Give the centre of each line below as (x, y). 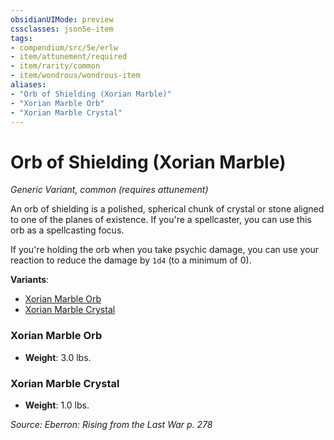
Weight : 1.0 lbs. (57, 405)
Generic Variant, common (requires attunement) (109, 190)
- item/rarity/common (55, 66)
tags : (21, 38)
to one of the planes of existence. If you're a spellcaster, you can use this (161, 220)
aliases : (28, 85)
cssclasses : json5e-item (62, 29)
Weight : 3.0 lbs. (58, 357)
